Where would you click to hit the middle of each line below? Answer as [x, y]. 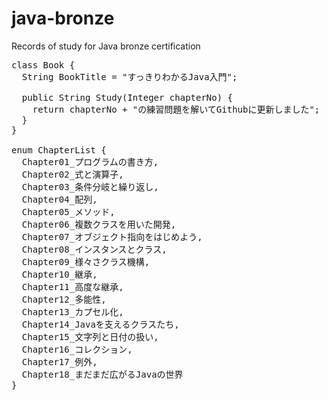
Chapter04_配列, [59, 199]
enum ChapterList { [59, 150]
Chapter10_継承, [59, 274]
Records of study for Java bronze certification [106, 46]
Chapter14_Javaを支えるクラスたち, [100, 324]
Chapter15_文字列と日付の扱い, [90, 336]
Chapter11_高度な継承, [72, 286]
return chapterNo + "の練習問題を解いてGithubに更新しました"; [176, 109]
